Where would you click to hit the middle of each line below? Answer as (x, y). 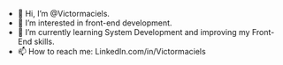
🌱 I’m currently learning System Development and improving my (134, 32)
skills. (44, 41)
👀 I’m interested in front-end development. (95, 23)
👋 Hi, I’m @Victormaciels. (64, 14)
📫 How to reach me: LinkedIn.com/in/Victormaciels (111, 51)
